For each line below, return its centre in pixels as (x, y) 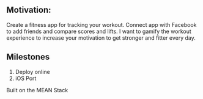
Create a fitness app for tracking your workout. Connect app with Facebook (102, 24)
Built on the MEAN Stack (37, 90)
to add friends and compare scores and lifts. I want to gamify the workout (99, 31)
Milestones (28, 57)
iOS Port (26, 78)
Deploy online (32, 71)
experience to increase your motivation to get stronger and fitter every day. (101, 38)
